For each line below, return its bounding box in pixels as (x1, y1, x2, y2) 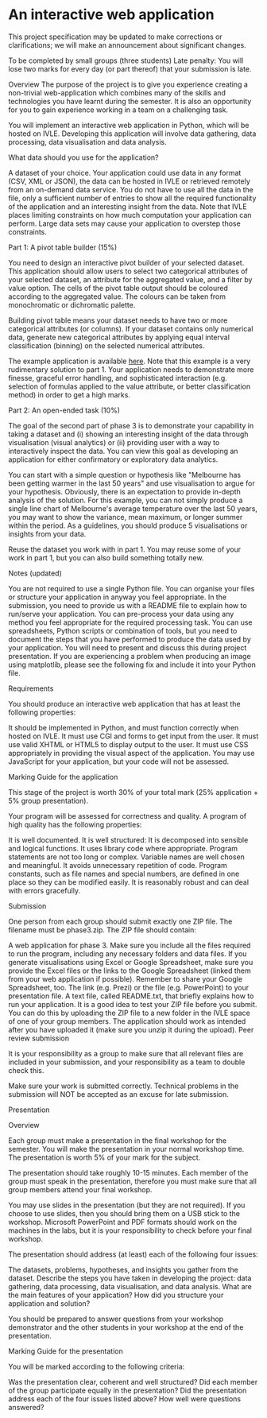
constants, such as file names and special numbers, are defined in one (8, 869, 240, 878)
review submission (8, 1033, 70, 1043)
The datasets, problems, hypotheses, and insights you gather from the (8, 1265, 238, 1274)
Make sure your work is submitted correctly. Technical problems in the (8, 1081, 239, 1091)
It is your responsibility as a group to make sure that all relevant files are (8, 1048, 244, 1058)
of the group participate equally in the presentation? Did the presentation (8, 1385, 247, 1395)
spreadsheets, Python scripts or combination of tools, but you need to (8, 626, 238, 635)
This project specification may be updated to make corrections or (8, 32, 222, 41)
